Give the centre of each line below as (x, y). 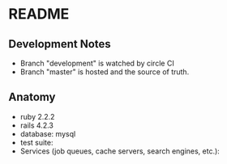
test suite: (37, 142)
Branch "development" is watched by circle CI (97, 63)
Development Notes (60, 44)
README (39, 14)
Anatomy (32, 97)
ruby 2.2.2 (37, 116)
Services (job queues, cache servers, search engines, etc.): (120, 151)
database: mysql (48, 133)
